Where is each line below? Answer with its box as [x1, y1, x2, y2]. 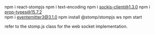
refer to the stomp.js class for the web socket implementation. [4, 23, 128, 29]
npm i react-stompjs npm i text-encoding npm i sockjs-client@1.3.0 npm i [4, 4, 150, 10]
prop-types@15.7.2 [4, 9, 42, 15]
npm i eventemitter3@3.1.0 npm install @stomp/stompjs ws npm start [4, 14, 142, 20]
